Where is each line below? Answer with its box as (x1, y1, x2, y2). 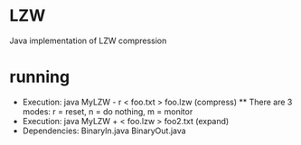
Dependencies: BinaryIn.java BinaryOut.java (22, 125, 187, 136)
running (9, 67, 71, 87)
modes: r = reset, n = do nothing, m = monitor (22, 105, 193, 117)
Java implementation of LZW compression (9, 35, 167, 46)
